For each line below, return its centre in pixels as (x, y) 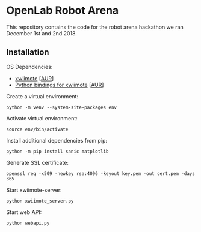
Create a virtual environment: (42, 96)
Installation (28, 52)
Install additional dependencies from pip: (57, 140)
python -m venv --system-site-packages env (62, 107)
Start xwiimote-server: (34, 190)
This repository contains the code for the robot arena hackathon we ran (95, 27)
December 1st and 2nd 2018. (42, 33)
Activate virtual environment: (42, 118)
